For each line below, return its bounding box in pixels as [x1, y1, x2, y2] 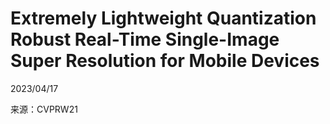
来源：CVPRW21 [10, 103, 78, 115]
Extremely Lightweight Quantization [10, 7, 317, 30]
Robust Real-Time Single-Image [10, 28, 280, 51]
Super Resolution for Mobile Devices [10, 50, 320, 72]
